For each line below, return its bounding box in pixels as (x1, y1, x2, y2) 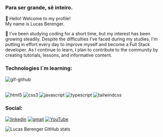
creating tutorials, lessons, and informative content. (5, 52, 113, 58)
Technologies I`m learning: (5, 65, 73, 72)
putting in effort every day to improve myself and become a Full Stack (5, 41, 150, 48)
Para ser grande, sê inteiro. (5, 4, 73, 11)
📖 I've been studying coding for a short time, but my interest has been (5, 31, 150, 37)
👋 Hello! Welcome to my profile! (5, 16, 71, 22)
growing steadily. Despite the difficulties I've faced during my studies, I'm (5, 36, 158, 42)
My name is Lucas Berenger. (5, 21, 65, 27)
